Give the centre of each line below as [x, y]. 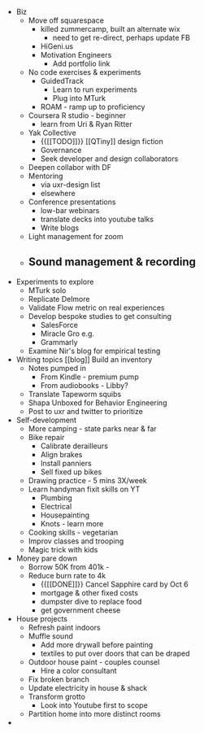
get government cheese [80, 610]
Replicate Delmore [59, 299]
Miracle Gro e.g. [67, 334]
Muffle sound [50, 636]
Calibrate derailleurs [74, 446]
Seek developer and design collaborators [109, 159]
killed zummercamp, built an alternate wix [110, 29]
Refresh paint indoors [64, 627]
